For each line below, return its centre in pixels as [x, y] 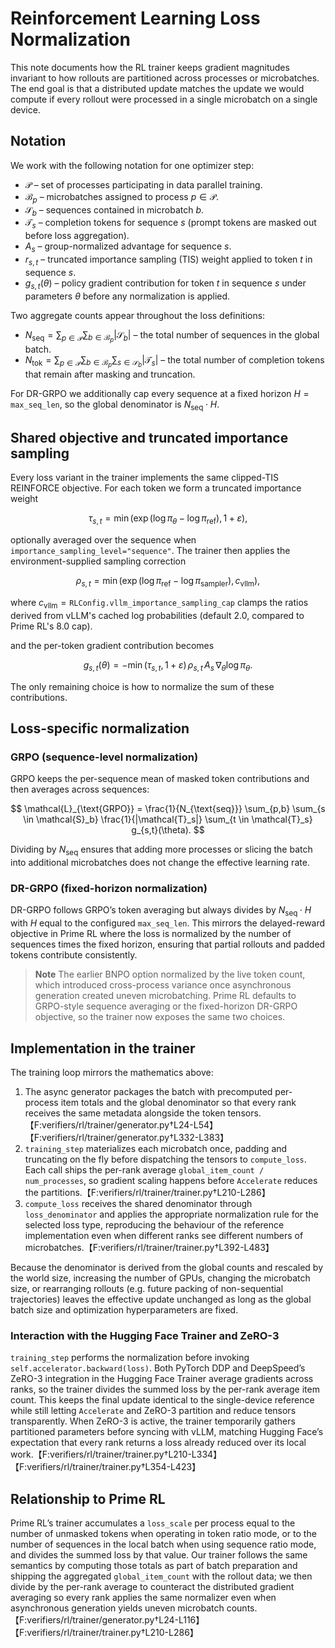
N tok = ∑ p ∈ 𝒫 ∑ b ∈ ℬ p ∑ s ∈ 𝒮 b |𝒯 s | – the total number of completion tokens [174, 361]
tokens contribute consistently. [74, 955]
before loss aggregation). [77, 236]
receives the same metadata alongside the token [125, 1113]
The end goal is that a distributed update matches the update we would [157, 88]
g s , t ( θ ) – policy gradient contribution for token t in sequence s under [165, 284]
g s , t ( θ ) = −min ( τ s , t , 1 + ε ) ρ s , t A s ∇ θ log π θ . [168, 665]
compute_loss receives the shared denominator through [138, 1203]
